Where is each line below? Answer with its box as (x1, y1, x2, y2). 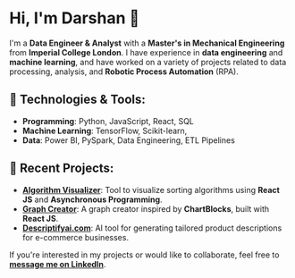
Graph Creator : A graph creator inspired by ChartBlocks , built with (21, 203, 270, 214)
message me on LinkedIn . (9, 258, 106, 269)
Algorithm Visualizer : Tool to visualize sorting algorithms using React (21, 184, 280, 195)
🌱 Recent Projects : (9, 161, 114, 176)
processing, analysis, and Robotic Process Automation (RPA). (9, 66, 240, 77)
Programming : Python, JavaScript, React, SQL (21, 115, 195, 126)
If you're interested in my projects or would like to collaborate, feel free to (9, 249, 280, 260)
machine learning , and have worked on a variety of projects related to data (9, 56, 287, 67)
